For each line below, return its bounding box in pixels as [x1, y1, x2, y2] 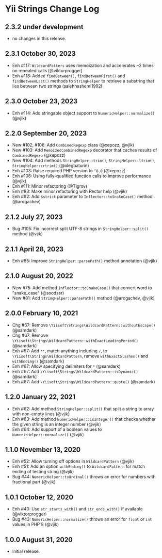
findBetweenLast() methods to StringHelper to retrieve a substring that [12, 78, 154, 83]
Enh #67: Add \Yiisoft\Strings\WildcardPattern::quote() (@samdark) [12, 378, 155, 384]
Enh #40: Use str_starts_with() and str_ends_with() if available [12, 506, 143, 512]
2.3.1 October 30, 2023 [5, 49, 76, 58]
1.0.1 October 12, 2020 [5, 493, 74, 501]
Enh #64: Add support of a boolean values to [12, 426, 102, 432]
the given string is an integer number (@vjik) [12, 421, 101, 427]
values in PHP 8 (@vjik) [12, 522, 59, 527]
